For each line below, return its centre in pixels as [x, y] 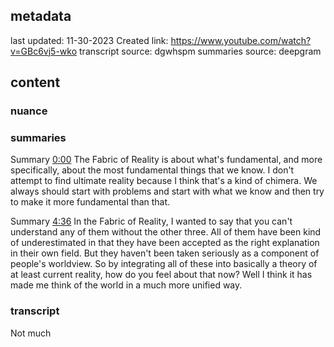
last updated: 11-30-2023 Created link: [89, 40]
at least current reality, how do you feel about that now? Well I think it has [161, 275]
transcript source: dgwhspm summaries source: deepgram [200, 51]
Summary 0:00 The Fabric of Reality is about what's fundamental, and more [166, 160]
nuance [29, 111]
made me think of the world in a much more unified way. [126, 285]
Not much [31, 333]
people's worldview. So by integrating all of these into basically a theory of [164, 264]
